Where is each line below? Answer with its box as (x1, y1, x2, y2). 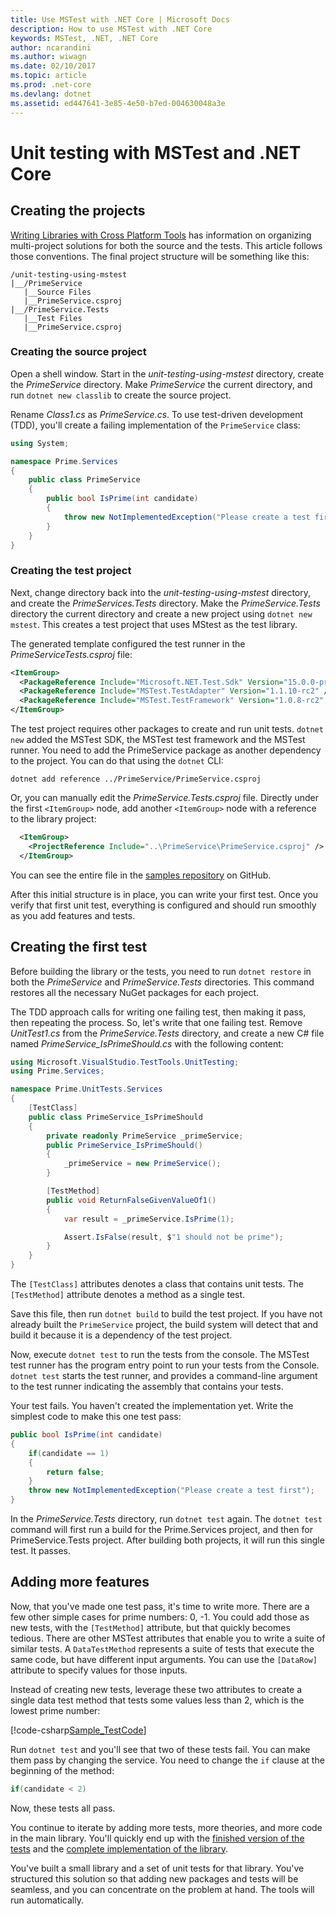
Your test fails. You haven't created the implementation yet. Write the (10, 1400, 294, 1412)
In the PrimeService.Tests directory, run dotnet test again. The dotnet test (10, 1513, 323, 1525)
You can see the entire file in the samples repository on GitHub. (10, 869, 272, 881)
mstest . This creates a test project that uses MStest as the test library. (10, 618, 298, 630)
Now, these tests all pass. (10, 1802, 116, 1814)
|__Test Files (23, 313, 83, 323)
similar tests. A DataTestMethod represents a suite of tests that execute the (10, 1642, 315, 1655)
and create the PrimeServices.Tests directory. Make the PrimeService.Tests (10, 597, 321, 609)
